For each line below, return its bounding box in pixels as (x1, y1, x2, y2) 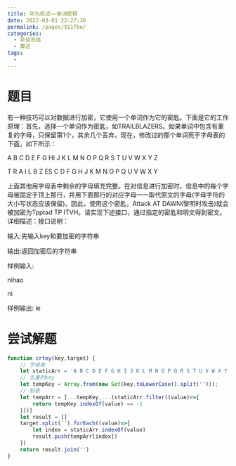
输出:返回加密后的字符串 (7, 247, 77, 255)
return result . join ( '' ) (20, 446, 90, 453)
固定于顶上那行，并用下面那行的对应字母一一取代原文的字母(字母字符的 (19, 190, 225, 199)
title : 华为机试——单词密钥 (7, 10, 78, 18)
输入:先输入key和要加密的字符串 (7, 231, 100, 240)
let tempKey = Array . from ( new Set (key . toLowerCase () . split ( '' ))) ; (20, 381, 218, 388)
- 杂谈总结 (13, 37, 41, 44)
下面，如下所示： (7, 139, 57, 148)
